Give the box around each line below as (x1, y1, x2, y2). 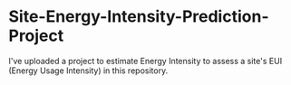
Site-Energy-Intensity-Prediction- (8, 6, 269, 27)
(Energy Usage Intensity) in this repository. (8, 65, 169, 76)
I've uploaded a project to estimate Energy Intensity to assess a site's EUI (8, 55, 283, 66)
